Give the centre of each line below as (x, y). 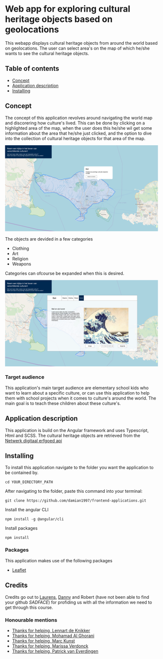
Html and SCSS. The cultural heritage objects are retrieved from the (73, 435)
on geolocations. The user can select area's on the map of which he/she (77, 48)
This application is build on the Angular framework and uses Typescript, (77, 430)
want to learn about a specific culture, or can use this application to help (77, 393)
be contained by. (22, 473)
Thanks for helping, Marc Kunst (43, 641)
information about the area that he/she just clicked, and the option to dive (78, 133)
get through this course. (29, 607)
